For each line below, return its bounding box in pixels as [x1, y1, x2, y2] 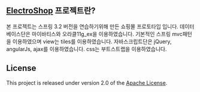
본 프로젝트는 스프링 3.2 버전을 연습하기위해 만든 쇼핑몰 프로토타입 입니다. [6, 23, 178, 30]
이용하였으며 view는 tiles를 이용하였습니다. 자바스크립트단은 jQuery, [12, 38, 172, 45]
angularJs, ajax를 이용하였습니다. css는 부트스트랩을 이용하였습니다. [6, 45, 167, 52]
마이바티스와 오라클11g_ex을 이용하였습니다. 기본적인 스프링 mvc [32, 30, 183, 37]
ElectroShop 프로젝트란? [6, 5, 96, 16]
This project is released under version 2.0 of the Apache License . [6, 79, 168, 86]
